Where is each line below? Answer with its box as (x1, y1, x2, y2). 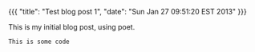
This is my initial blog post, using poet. (8, 22, 136, 31)
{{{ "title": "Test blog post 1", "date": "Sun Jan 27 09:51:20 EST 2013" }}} (8, 7, 247, 16)
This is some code (8, 38, 70, 46)
